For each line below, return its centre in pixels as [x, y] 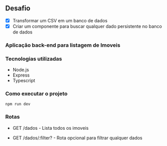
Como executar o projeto [36, 94]
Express [21, 75]
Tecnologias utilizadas [34, 59]
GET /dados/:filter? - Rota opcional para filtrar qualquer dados [77, 138]
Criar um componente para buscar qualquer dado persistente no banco [87, 26]
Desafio [18, 8]
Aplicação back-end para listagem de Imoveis [63, 45]
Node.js [21, 70]
